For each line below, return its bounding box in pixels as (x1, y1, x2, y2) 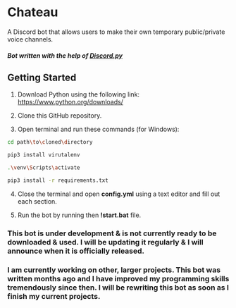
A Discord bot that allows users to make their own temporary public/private (7, 27, 225, 36)
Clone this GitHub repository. (17, 111, 102, 120)
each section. (17, 197, 58, 205)
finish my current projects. (7, 291, 101, 301)
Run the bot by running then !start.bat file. (17, 211, 142, 219)
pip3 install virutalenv (7, 152, 80, 159)
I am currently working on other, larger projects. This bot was (7, 265, 221, 275)
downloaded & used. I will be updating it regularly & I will (7, 237, 204, 247)
